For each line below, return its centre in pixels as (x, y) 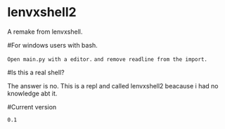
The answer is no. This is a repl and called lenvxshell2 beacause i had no (113, 86)
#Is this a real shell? (36, 72)
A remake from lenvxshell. (45, 32)
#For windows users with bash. (53, 45)
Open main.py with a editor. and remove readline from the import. (107, 59)
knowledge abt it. (32, 93)
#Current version (32, 107)
